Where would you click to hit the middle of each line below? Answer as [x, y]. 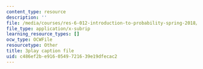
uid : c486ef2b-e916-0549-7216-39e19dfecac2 [62, 56]
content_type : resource [36, 12]
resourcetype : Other [32, 46]
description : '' [27, 17]
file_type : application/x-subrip [48, 28]
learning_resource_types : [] [43, 34]
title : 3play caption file [40, 51]
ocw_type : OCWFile [29, 40]
